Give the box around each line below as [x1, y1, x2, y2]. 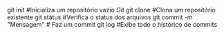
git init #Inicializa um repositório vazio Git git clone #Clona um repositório [7, 6, 216, 14]
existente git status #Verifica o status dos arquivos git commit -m [7, 13, 193, 21]
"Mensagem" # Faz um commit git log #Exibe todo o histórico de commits [7, 21, 218, 28]
